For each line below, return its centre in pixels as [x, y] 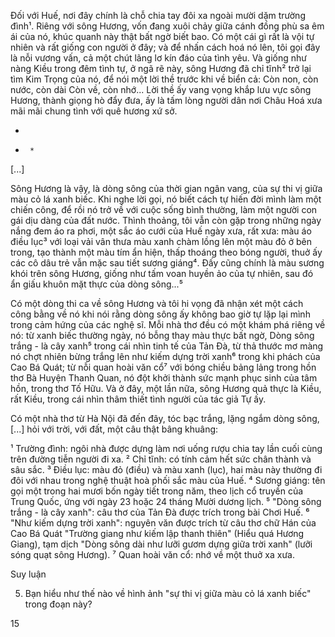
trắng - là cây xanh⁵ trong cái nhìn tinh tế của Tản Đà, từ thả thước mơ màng [167, 346]
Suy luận [28, 574]
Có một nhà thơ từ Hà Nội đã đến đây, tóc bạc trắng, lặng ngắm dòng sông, [165, 418]
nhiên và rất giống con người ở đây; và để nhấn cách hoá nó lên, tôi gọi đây [165, 47]
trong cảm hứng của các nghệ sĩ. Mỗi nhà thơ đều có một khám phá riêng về [168, 324]
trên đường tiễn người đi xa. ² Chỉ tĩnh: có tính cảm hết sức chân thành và [161, 459]
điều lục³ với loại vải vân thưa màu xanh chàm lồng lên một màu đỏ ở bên [161, 241]
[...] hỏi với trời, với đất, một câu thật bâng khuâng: [114, 429]
